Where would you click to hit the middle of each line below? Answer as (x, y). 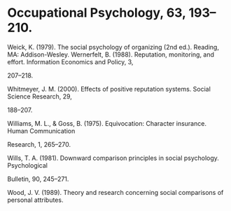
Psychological (27, 165)
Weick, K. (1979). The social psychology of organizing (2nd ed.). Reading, (113, 47)
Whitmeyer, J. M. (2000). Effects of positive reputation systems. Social (109, 89)
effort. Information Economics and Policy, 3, (70, 61)
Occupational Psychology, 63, (97, 13)
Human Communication (41, 131)
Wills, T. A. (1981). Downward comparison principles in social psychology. (113, 158)
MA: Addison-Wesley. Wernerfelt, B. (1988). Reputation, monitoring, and (111, 54)
